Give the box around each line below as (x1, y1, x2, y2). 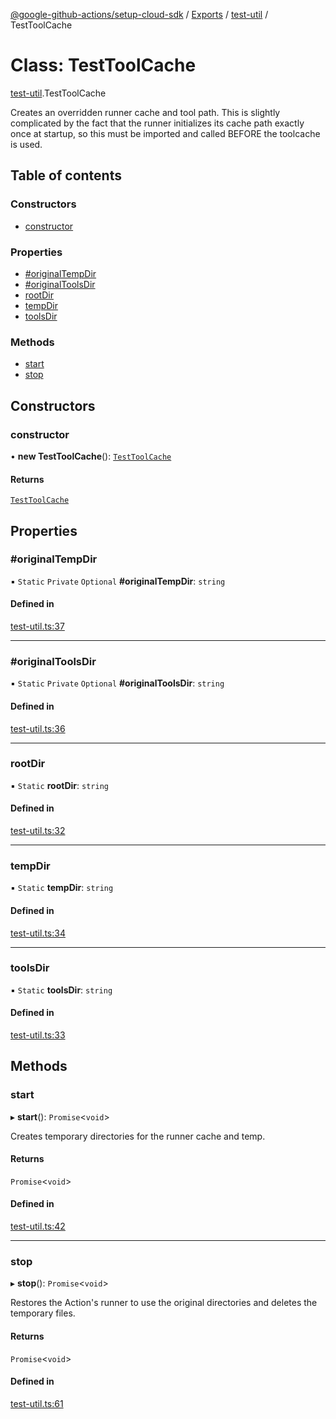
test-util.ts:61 (10, 1397, 64, 1409)
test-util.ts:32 (10, 825, 66, 836)
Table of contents (10, 167, 122, 184)
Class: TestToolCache (10, 54, 197, 77)
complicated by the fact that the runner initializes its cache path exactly (10, 117, 305, 129)
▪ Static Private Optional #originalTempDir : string (10, 575, 226, 587)
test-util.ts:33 (10, 1029, 66, 1041)
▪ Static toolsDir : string (10, 984, 113, 996)
